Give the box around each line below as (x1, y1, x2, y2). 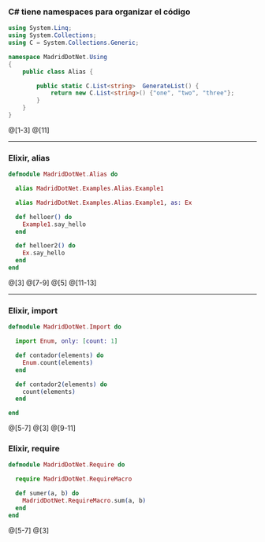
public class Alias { (22, 68, 93, 76)
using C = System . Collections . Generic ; (8, 39, 140, 47)
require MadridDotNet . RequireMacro (15, 475, 132, 483)
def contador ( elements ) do (15, 351, 104, 360)
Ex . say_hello (22, 249, 65, 258)
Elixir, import (8, 305, 58, 316)
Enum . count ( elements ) (22, 358, 93, 366)
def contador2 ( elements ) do (15, 381, 108, 388)
